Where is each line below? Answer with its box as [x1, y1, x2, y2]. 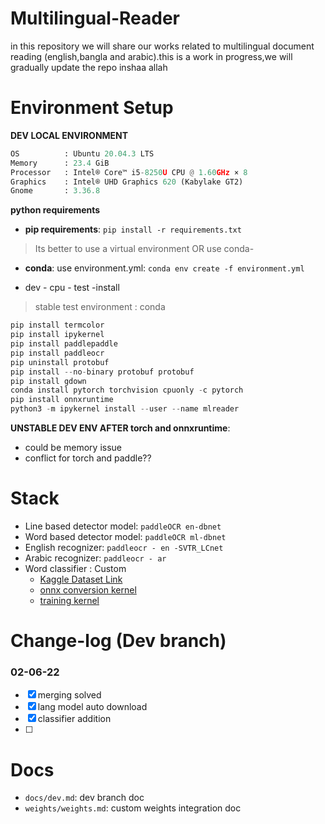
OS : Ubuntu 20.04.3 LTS [10, 148, 155, 159]
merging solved [37, 689, 102, 701]
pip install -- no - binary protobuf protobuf [10, 367, 195, 377]
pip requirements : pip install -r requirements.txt [24, 223, 242, 236]
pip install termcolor [10, 320, 105, 331]
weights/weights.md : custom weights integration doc [24, 802, 242, 814]
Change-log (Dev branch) [10, 630, 227, 652]
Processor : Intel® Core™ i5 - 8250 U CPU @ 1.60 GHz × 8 [10, 167, 248, 177]
